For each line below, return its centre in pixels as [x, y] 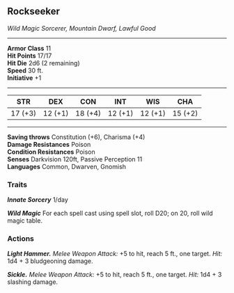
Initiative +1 [24, 78]
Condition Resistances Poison [51, 152]
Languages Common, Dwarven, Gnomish [67, 166]
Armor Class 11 [29, 48]
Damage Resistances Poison [49, 144]
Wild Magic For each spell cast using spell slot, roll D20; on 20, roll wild [110, 213]
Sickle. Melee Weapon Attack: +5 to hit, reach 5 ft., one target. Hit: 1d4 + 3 [115, 275]
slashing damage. [32, 282]
